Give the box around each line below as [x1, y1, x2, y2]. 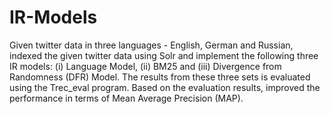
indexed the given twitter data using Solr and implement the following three [9, 49, 319, 61]
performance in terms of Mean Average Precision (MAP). [9, 92, 244, 104]
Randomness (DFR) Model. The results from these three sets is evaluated [9, 71, 311, 83]
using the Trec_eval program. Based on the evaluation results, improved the [9, 81, 321, 93]
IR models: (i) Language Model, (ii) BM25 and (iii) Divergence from [9, 60, 282, 72]
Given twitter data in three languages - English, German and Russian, [9, 39, 294, 51]
